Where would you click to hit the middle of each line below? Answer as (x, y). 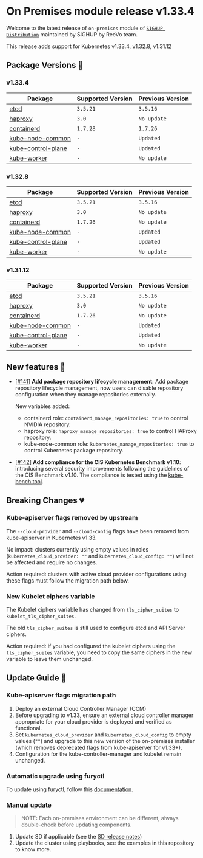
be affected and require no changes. (52, 562)
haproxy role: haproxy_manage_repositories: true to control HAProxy (110, 431)
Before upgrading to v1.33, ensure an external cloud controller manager (104, 715)
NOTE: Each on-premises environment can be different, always (100, 818)
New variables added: (42, 406)
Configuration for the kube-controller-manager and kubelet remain (98, 754)
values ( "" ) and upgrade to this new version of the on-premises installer (105, 741)
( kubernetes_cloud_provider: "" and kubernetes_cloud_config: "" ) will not (100, 556)
